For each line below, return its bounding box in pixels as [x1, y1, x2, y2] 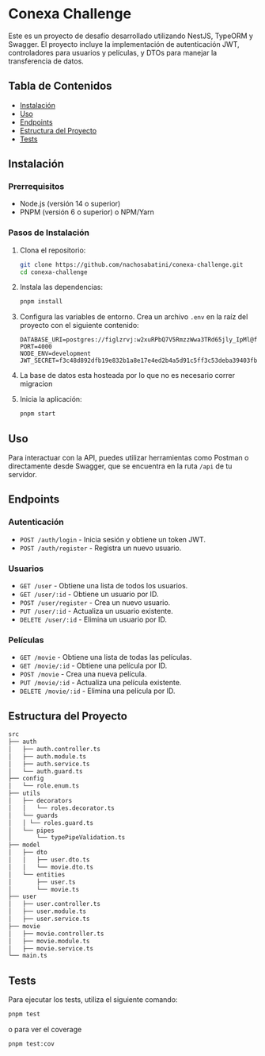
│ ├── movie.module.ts [8, 937, 90, 945]
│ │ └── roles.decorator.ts [8, 804, 115, 812]
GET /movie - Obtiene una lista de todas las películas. [19, 653, 192, 662]
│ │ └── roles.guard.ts [8, 819, 93, 827]
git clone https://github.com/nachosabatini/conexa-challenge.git [19, 260, 244, 268]
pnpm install [19, 298, 63, 306]
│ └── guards [8, 811, 59, 819]
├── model [8, 841, 41, 850]
